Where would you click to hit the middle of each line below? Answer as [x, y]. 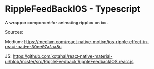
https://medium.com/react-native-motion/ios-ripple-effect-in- [86, 41]
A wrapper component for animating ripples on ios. [56, 23]
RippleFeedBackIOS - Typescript [73, 9]
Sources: [14, 32]
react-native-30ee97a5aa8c [34, 46]
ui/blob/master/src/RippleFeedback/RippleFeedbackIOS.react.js [69, 61]
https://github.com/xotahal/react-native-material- [63, 56]
